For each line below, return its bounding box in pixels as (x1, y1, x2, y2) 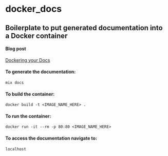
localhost (5, 146, 27, 151)
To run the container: (5, 113, 51, 119)
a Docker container (5, 31, 68, 40)
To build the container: (5, 91, 55, 97)
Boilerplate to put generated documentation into (5, 24, 163, 32)
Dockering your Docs (5, 57, 50, 63)
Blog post (5, 46, 27, 52)
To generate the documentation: (5, 69, 76, 75)
